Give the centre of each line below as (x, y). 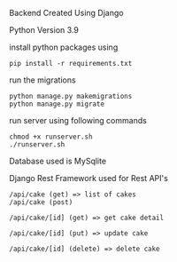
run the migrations (43, 80)
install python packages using (64, 47)
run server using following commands (78, 120)
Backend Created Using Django (66, 13)
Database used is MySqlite (58, 161)
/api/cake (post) (41, 202)
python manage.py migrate (57, 104)
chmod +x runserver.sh (51, 137)
